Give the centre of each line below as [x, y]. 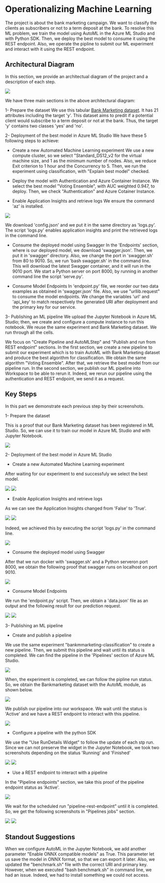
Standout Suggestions [40, 837]
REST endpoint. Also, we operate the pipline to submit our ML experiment [79, 43]
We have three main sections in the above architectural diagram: [70, 100]
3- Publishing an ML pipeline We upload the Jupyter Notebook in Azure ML [81, 317]
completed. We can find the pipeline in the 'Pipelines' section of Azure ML [80, 655]
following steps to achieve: [32, 140]
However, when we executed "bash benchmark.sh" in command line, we [79, 870]
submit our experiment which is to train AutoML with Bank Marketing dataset [82, 352]
